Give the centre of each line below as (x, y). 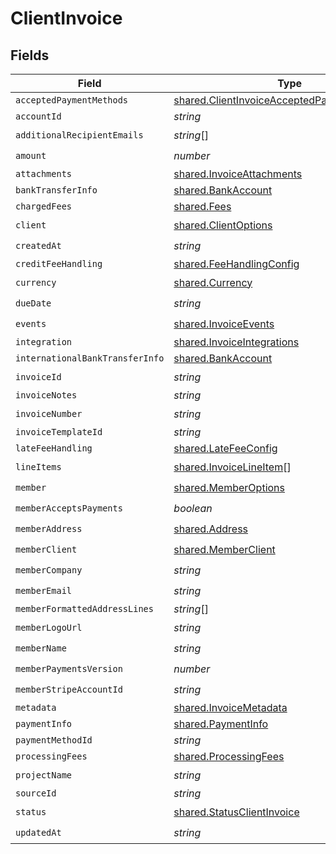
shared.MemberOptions (229, 487)
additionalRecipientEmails (79, 135)
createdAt (38, 245)
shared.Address (211, 529)
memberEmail (44, 590)
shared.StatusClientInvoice (236, 812)
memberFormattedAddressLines (84, 608)
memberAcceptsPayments (69, 508)
